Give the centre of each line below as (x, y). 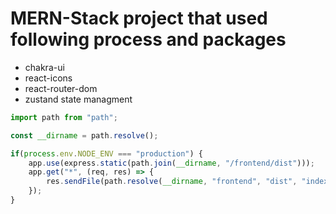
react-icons (48, 78)
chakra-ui (44, 67)
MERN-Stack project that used (139, 18)
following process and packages (148, 39)
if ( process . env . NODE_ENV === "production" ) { (106, 153)
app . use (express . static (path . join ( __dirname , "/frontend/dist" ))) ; (171, 163)
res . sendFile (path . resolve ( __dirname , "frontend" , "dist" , (172, 182)
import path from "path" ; (64, 117)
